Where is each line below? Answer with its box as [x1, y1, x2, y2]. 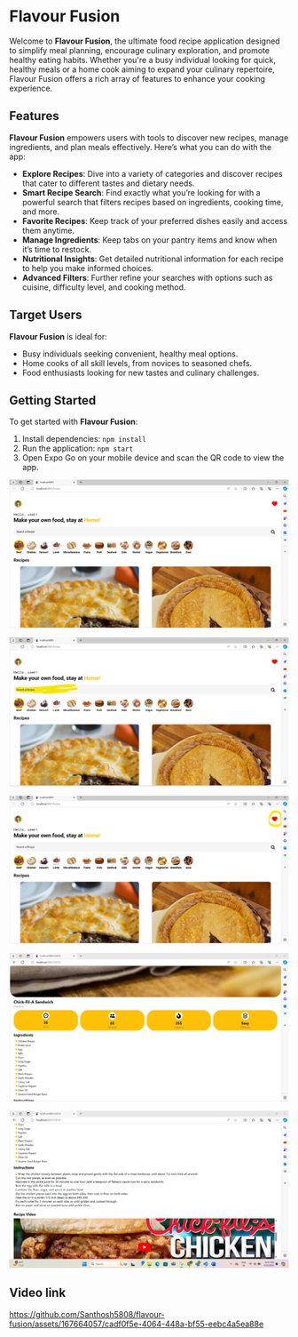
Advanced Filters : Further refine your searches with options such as [21, 272, 273, 283]
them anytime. [21, 225, 75, 236]
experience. [9, 83, 53, 93]
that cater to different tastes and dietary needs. [21, 178, 195, 188]
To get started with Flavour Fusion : [9, 416, 138, 428]
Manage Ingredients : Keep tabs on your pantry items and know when [21, 234, 278, 245]
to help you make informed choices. [21, 262, 153, 273]
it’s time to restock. [21, 244, 91, 254]
